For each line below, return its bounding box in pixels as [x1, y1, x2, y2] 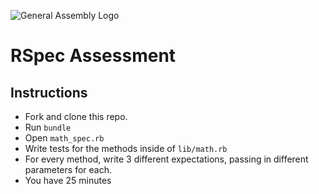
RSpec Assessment [10, 45, 177, 67]
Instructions [10, 84, 88, 101]
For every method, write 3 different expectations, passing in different [24, 153, 309, 165]
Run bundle [24, 121, 72, 133]
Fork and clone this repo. [24, 111, 128, 122]
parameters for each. [24, 164, 112, 175]
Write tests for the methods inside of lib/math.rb [24, 143, 228, 154]
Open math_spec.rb [24, 132, 105, 144]
